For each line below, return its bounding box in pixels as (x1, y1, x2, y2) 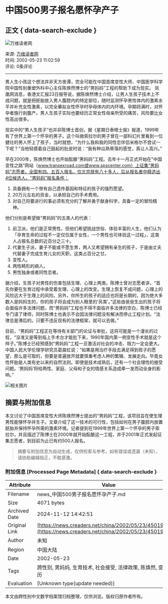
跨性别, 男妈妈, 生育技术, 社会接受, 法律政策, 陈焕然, (37, 564, 157, 571)
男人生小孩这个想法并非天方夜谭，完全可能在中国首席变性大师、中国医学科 (5, 78, 158, 84)
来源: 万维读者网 (5, 51, 38, 56)
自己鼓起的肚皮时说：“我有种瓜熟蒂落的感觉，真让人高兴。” (42, 145, 162, 151)
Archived (7, 507, 29, 514)
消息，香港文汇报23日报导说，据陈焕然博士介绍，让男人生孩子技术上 (13, 91, 155, 97)
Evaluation (7, 580, 32, 587)
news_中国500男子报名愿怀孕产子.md (37, 491, 126, 498)
